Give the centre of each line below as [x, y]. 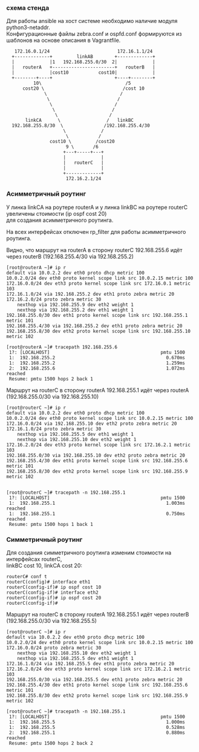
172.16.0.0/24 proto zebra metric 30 [54, 648]
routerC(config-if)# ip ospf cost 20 [54, 597]
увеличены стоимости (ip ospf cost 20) [57, 213]
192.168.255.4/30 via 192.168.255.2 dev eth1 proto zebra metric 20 [94, 326]
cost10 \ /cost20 [82, 142]
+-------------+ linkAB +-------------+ [83, 57]
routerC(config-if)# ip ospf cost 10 [54, 587]
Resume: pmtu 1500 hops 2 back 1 [51, 379]
